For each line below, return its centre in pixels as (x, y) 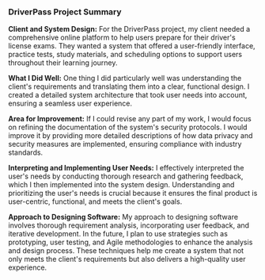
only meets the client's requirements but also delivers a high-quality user (127, 259)
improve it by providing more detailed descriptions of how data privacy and (131, 136)
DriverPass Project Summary (65, 12)
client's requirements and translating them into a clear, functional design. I (129, 86)
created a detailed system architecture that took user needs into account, (128, 95)
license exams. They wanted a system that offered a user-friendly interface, (132, 46)
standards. (26, 152)
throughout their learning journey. (63, 63)
